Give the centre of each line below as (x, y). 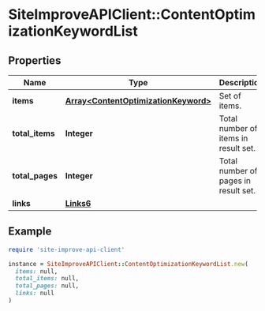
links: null (35, 294)
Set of (230, 96)
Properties (35, 60)
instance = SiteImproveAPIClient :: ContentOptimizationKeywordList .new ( (128, 264)
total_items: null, (47, 279)
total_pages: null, (47, 286)
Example (30, 232)
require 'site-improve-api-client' (67, 249)
